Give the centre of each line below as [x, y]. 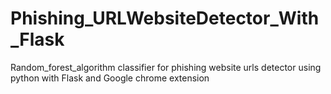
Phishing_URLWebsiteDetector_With [165, 18]
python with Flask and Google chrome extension [110, 78]
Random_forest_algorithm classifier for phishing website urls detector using [166, 67]
